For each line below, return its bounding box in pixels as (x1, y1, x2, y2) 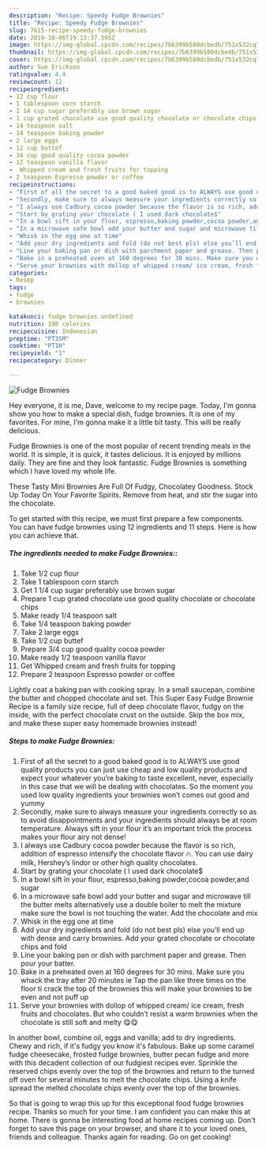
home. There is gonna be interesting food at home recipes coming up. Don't (9, 1115, 256, 1124)
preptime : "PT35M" (9, 334, 69, 342)
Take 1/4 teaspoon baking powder (20, 618, 131, 629)
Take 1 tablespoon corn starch (20, 576, 119, 586)
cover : (9, 56, 31, 64)
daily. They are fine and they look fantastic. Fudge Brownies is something (9, 458, 247, 467)
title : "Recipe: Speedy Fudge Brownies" (9, 19, 144, 27)
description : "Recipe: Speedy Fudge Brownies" (9, 11, 165, 20)
